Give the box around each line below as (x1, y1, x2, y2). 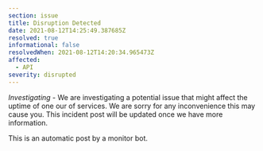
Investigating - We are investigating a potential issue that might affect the (8, 92, 248, 102)
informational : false (8, 41, 80, 49)
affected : (8, 56, 41, 64)
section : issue (8, 11, 59, 20)
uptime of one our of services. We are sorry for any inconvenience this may (8, 101, 256, 110)
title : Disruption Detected (8, 19, 102, 27)
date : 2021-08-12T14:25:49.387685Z (8, 26, 126, 34)
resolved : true (8, 33, 59, 42)
